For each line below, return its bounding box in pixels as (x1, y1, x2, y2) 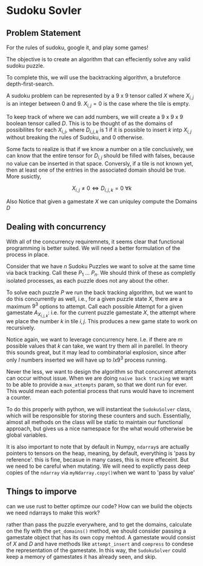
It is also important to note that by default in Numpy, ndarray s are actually (6, 443, 190, 451)
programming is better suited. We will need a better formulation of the (6, 244, 181, 252)
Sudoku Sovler (6, 4, 82, 18)
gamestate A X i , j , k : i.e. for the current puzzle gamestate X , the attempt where (6, 309, 196, 318)
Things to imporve (6, 487, 77, 497)
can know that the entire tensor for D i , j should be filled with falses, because (6, 152, 195, 161)
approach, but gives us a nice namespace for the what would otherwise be (6, 425, 193, 433)
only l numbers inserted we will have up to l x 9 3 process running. (6, 355, 167, 364)
